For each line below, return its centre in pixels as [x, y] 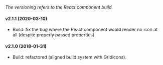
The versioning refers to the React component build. [59, 7]
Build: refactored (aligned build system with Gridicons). [69, 57]
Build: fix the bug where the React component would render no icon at [85, 30]
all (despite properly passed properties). [54, 35]
